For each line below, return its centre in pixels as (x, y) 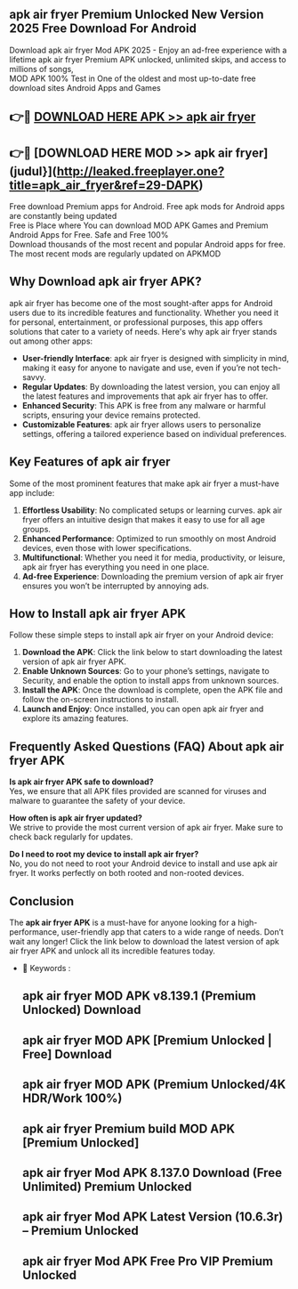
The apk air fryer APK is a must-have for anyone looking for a (123, 923)
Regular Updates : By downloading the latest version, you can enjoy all (151, 386)
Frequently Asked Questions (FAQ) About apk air (147, 746)
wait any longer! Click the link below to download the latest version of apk (145, 942)
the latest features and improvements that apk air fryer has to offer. (145, 396)
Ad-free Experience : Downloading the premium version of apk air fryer (153, 576)
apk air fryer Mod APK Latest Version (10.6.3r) (153, 1217)
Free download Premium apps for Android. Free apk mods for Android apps (147, 207)
